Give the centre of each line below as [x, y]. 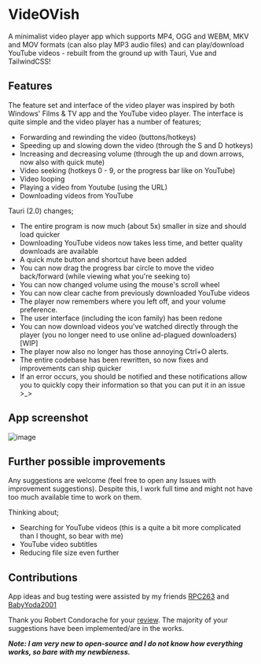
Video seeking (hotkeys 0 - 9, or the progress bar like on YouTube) [127, 170]
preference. [39, 309]
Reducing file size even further [69, 553]
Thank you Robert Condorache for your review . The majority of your [118, 620]
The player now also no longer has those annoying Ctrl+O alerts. [124, 351]
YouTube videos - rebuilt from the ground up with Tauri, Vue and [112, 53]
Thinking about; [33, 512]
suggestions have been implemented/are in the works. [96, 629]
